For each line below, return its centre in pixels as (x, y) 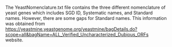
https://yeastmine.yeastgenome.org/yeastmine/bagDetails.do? (71, 29)
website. (14, 40)
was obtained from (25, 24)
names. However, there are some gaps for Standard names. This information (86, 18)
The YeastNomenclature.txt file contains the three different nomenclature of (85, 7)
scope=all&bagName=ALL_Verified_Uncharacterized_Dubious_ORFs (77, 34)
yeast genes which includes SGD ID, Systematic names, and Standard (79, 13)
